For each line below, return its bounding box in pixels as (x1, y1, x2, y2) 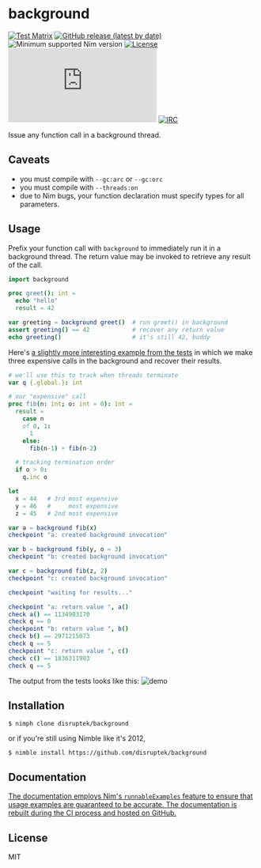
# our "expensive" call (8, 393, 87, 401)
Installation (8, 699, 65, 712)
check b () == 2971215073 (8, 632, 90, 640)
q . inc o (22, 474, 47, 481)
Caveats (8, 153, 50, 167)
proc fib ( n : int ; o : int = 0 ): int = (8, 400, 133, 408)
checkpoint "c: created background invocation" (8, 574, 168, 582)
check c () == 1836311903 (8, 654, 90, 662)
